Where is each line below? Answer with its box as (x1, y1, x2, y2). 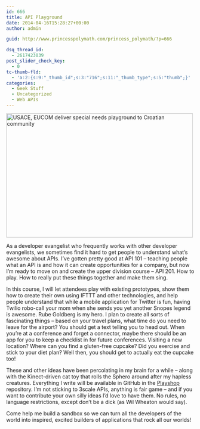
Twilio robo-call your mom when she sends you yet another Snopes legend (6, 304, 191, 312)
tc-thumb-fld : (6, 69, 42, 75)
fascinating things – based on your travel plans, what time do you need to (6, 317, 187, 324)
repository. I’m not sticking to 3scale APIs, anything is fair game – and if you (6, 386, 193, 393)
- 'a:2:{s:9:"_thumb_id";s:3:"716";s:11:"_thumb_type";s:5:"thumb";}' (11, 74, 191, 80)
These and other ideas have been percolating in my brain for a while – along (6, 366, 193, 374)
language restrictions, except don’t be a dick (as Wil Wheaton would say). (6, 398, 187, 405)
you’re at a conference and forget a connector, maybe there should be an (6, 329, 187, 337)
